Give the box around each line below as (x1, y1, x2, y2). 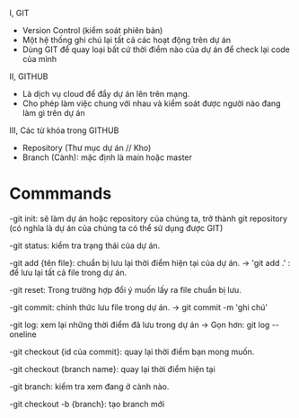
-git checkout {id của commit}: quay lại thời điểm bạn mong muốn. (9, 346, 255, 357)
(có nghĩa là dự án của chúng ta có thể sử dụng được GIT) (9, 222, 224, 233)
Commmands (9, 183, 112, 204)
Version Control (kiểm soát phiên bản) (22, 25, 163, 35)
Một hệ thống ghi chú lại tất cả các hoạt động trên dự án (22, 35, 232, 45)
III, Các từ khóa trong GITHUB (9, 125, 119, 136)
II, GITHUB (9, 71, 48, 82)
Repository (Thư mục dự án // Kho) (22, 143, 152, 153)
